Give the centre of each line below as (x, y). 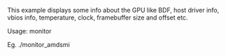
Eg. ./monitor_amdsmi (38, 44)
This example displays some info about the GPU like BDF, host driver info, (113, 10)
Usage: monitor (29, 31)
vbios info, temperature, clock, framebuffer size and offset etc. (98, 17)
